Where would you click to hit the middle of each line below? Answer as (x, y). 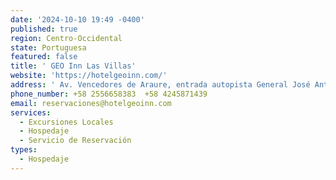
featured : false (44, 57)
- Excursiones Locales (66, 122)
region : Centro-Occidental (66, 38)
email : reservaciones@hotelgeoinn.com (91, 103)
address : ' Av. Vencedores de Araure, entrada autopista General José (160, 85)
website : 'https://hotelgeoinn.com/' (89, 76)
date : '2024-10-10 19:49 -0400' (77, 19)
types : (24, 150)
